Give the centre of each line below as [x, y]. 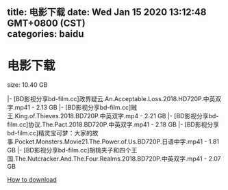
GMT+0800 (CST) [46, 24]
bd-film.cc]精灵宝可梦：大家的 [50, 133]
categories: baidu [46, 34]
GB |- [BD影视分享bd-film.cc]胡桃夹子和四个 [69, 150]
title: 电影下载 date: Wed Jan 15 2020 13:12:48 [107, 12]
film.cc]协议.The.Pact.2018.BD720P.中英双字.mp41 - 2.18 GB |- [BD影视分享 [113, 124]
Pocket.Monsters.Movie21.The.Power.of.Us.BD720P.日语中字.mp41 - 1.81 [117, 141]
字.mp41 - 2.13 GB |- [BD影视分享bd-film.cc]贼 [72, 107]
